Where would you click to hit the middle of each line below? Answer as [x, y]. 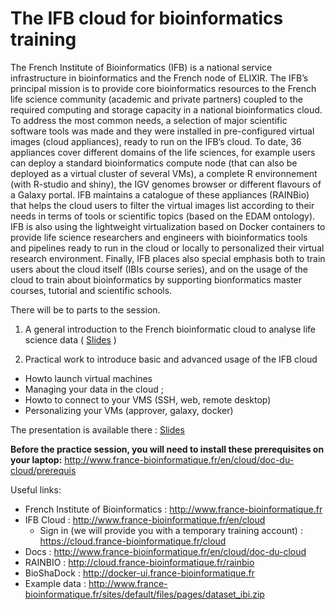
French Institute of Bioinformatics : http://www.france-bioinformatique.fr [173, 509]
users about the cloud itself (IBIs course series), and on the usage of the [159, 269]
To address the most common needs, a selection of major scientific [149, 120]
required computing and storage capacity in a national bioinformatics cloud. [166, 109]
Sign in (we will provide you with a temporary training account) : [171, 530]
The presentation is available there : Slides [97, 429]
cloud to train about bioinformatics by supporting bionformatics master [156, 279]
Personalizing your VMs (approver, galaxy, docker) [129, 410]
